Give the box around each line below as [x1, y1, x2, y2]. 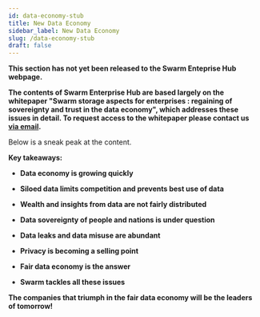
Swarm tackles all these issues [19, 278, 126, 287]
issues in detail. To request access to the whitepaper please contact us [8, 113, 250, 123]
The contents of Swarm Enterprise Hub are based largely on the [8, 87, 225, 97]
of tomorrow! [8, 302, 54, 311]
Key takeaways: [8, 153, 62, 163]
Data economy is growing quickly [19, 169, 134, 178]
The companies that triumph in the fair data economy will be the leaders [8, 293, 253, 303]
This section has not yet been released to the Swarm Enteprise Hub [8, 63, 237, 73]
